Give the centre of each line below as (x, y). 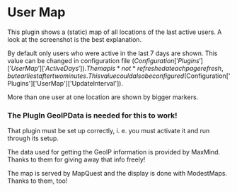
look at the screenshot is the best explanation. (75, 39)
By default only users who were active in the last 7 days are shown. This (112, 53)
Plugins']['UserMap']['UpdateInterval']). (65, 83)
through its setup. (33, 138)
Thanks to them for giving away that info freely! (76, 159)
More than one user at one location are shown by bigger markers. (103, 97)
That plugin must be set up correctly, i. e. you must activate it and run (109, 131)
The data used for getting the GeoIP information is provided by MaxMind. (114, 152)
